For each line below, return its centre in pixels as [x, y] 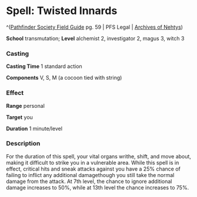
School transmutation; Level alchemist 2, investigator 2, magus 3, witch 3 [95, 38]
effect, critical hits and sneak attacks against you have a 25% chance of [93, 169]
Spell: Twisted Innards [62, 11]
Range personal [26, 106]
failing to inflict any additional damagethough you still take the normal [90, 175]
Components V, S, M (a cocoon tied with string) [64, 78]
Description [23, 144]
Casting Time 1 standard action [44, 66]
